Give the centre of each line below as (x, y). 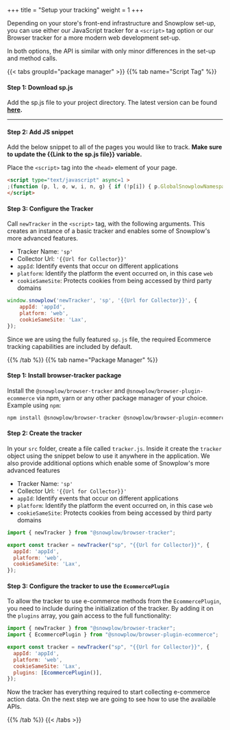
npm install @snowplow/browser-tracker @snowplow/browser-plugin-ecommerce (117, 417)
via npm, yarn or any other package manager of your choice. (122, 398)
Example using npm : (34, 405)
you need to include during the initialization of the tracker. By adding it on (111, 609)
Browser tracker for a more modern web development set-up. (94, 38)
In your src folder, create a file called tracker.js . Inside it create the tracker (115, 448)
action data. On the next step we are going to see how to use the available (112, 699)
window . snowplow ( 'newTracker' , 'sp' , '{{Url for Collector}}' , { (102, 301)
